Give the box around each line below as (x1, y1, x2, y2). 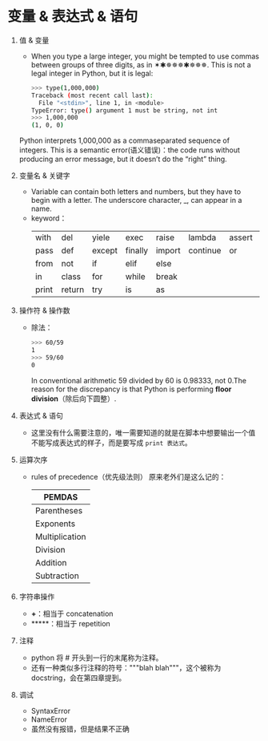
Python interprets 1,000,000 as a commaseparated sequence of (18, 136, 230, 145)
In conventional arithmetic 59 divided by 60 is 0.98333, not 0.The (30, 375, 247, 385)
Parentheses (34, 504, 83, 516)
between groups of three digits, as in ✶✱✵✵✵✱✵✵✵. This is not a (30, 59, 251, 69)
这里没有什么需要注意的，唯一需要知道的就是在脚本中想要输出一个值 (30, 427, 256, 437)
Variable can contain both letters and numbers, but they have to (30, 187, 242, 196)
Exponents (34, 518, 76, 529)
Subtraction (34, 570, 79, 581)
